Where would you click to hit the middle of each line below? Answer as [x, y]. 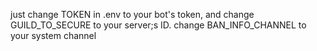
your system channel [53, 35]
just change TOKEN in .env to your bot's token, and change [132, 14]
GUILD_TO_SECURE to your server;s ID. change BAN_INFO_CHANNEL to [158, 25]
